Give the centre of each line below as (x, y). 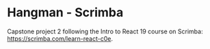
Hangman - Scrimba (65, 13)
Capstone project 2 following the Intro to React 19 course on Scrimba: (105, 31)
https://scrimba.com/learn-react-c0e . (60, 38)
